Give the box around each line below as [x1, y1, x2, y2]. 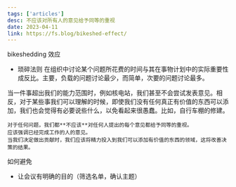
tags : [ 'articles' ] [7, 10, 65, 18]
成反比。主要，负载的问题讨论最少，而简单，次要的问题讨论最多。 [17, 74, 209, 82]
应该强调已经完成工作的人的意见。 [7, 129, 91, 136]
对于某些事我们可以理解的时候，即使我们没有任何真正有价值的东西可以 [19, 98, 223, 106]
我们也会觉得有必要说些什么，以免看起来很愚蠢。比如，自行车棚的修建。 [19, 106, 229, 115]
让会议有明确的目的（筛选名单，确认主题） [17, 172, 141, 181]
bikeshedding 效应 [7, 50, 61, 58]
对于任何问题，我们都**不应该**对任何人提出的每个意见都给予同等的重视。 [7, 122, 193, 129]
